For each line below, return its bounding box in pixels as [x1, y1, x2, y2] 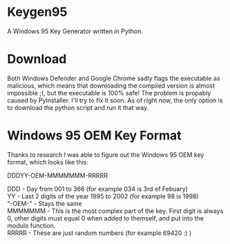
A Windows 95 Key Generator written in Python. [7, 27, 144, 35]
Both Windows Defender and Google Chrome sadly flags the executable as [7, 74, 220, 82]
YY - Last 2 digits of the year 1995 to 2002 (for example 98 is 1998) [7, 191, 199, 200]
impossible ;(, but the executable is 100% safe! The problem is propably [7, 88, 211, 97]
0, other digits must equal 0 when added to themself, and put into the [7, 214, 204, 222]
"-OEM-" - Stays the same [7, 199, 83, 207]
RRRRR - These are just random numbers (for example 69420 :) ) [7, 229, 192, 237]
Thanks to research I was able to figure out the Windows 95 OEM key [7, 150, 204, 159]
